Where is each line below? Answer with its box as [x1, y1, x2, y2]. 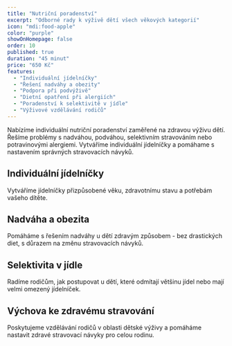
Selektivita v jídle [7, 259, 83, 271]
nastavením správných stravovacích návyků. [7, 147, 134, 156]
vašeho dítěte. [7, 193, 48, 201]
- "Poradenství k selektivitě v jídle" [13, 100, 129, 107]
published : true [7, 49, 54, 56]
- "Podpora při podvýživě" [13, 87, 91, 94]
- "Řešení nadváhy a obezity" [13, 81, 100, 88]
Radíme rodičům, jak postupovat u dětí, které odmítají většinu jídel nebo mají [7, 277, 224, 286]
